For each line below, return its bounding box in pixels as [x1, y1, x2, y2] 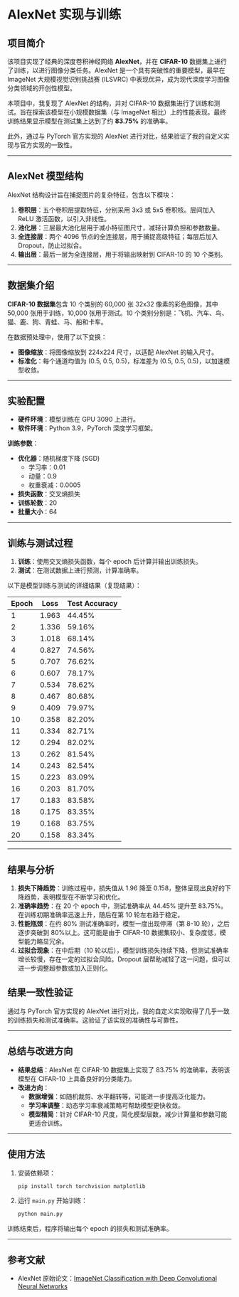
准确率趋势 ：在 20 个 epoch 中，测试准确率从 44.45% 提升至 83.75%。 [17, 902, 228, 910]
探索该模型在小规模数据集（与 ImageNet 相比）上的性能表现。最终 [31, 108, 226, 116]
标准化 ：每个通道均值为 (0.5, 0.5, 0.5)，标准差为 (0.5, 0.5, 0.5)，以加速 [17, 356, 224, 365]
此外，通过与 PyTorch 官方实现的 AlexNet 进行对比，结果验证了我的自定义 [7, 132, 224, 140]
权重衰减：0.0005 [28, 481, 81, 489]
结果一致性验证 [7, 986, 73, 999]
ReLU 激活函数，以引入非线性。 [17, 214, 111, 223]
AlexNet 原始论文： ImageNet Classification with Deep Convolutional [17, 1274, 218, 1283]
